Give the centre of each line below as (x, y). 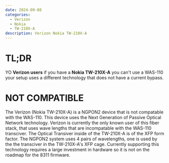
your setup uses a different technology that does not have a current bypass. (85, 77)
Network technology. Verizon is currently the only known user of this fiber (82, 123)
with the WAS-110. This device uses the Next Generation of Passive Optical (83, 117)
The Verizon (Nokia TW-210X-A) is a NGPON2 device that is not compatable (84, 112)
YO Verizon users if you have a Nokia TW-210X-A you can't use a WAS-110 (84, 72)
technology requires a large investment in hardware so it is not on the (77, 149)
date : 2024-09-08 (24, 10)
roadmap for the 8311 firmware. (38, 155)
